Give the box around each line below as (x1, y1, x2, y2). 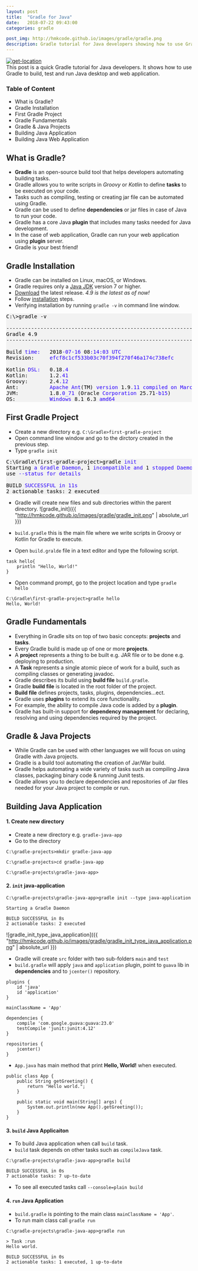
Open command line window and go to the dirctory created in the (14, 434, 173, 442)
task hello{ (6, 558, 35, 564)
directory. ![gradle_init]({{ (14, 505, 77, 512)
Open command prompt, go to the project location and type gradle (14, 579, 177, 586)
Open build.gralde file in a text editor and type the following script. (14, 547, 179, 554)
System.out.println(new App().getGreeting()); (27, 1105, 144, 1110)
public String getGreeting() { (16, 1079, 94, 1084)
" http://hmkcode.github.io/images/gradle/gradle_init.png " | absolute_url (14, 511, 189, 518)
